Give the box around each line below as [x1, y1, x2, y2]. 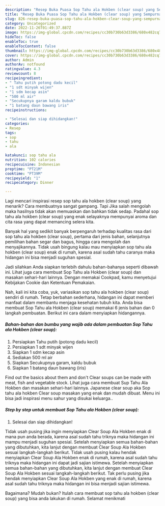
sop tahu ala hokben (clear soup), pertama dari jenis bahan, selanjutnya [5, 234, 150, 240]
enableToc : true [5, 39, 38, 44]
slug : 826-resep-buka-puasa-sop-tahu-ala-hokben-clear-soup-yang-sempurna [5, 16, 162, 21]
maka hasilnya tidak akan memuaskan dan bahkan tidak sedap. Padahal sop [5, 208, 159, 214]
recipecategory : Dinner [5, 180, 54, 185]
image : [5, 30, 19, 35]
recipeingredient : [5, 76, 43, 81]
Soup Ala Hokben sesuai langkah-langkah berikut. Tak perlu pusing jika [5, 470, 150, 477]
